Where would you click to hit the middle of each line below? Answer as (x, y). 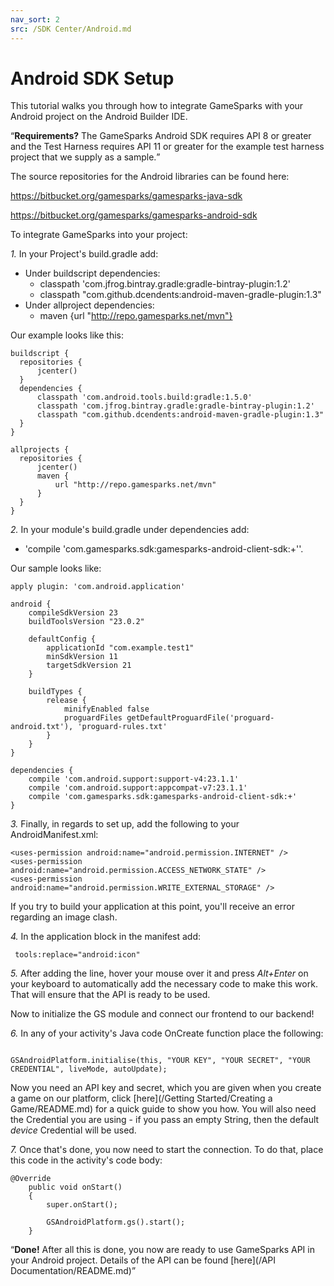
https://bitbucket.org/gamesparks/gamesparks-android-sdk (134, 215)
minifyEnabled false (106, 709)
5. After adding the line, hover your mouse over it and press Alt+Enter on (159, 973)
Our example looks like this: (67, 335)
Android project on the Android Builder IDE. (99, 117)
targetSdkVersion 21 (89, 666)
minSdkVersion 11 (82, 657)
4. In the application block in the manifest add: (106, 937)
